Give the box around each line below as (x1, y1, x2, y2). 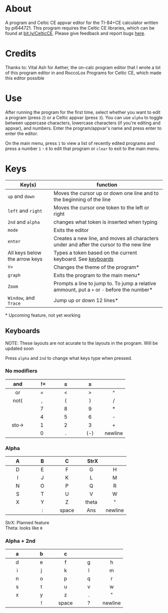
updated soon (5, 345, 34, 351)
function (96, 181, 117, 188)
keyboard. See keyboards (53, 255, 114, 262)
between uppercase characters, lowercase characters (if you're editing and (5, 120, 161, 126)
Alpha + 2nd (5, 537, 36, 544)
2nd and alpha (7, 219, 40, 226)
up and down (7, 192, 35, 199)
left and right (7, 207, 42, 214)
